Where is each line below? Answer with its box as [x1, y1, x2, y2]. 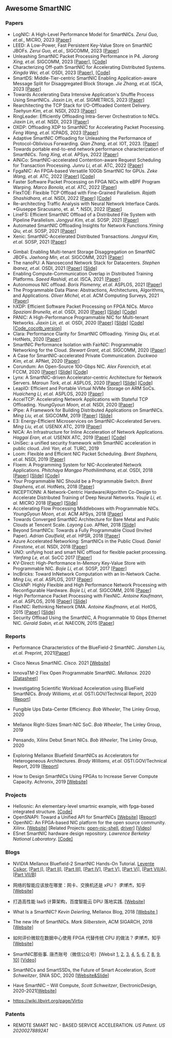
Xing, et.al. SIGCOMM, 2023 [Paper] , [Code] [12, 59, 107, 65]
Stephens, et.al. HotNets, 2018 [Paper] [12, 483, 95, 490]
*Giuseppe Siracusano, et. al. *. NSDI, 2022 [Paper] [12, 206, 122, 212]
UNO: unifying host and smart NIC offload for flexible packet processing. [12, 549, 167, 555]
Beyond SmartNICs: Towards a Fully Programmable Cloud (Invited [12, 527, 152, 533]
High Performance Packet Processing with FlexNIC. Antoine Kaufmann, [12, 592, 164, 599]
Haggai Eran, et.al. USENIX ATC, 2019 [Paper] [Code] [12, 434, 126, 440]
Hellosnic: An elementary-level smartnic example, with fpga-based [12, 803, 154, 809]
